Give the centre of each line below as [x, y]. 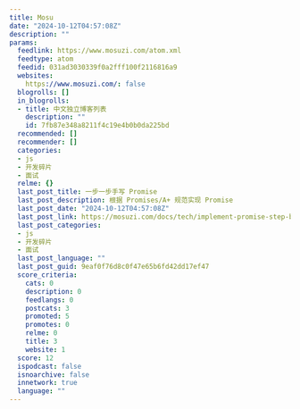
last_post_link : [47, 217]
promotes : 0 [47, 325]
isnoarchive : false [54, 375]
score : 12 [35, 358]
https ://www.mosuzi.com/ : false [85, 84]
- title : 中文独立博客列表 [62, 109]
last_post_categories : [59, 225]
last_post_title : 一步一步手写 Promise [87, 192]
